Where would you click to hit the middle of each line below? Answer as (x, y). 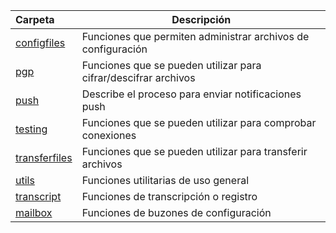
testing (31, 129)
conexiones (109, 135)
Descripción (201, 19)
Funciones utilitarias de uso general (165, 180)
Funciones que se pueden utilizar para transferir (194, 151)
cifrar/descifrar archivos (138, 77)
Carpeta (35, 19)
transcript (38, 196)
